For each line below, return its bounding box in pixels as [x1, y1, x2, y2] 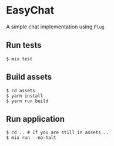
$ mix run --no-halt [6, 135, 57, 141]
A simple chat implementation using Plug [6, 23, 105, 30]
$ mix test [6, 56, 33, 62]
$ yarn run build [6, 98, 49, 104]
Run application [6, 113, 65, 124]
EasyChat [6, 4, 55, 17]
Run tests [6, 40, 42, 50]
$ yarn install [6, 93, 43, 99]
